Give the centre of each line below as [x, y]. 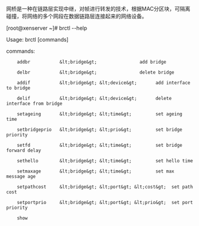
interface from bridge [34, 103]
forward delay [24, 150]
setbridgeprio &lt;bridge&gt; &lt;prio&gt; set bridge [100, 130]
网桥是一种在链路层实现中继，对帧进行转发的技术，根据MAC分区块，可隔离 [98, 9]
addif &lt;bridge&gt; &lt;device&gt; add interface [104, 83]
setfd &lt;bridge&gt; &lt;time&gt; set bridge [100, 145]
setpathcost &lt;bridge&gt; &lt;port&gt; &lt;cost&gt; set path [105, 187]
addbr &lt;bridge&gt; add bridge [92, 62]
